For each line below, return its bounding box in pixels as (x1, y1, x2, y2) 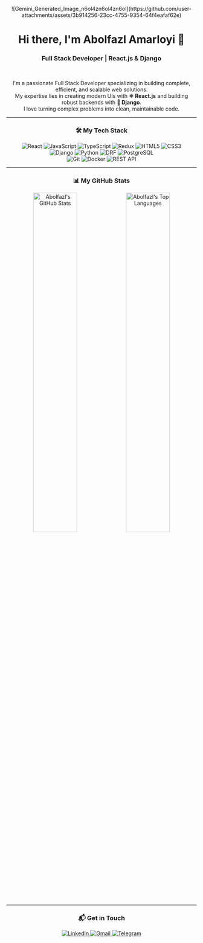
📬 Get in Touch (78, 914, 125, 922)
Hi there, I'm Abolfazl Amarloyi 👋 (18, 33, 185, 47)
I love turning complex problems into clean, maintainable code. (23, 105, 180, 112)
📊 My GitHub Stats (72, 176, 130, 185)
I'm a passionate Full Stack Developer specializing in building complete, (12, 80, 191, 87)
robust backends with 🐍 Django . (61, 99, 142, 106)
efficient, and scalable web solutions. (55, 86, 148, 93)
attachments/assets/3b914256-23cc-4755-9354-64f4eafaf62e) (21, 11, 182, 19)
